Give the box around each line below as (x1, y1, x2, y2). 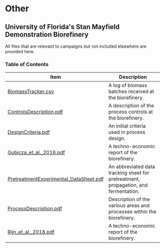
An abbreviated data (108, 163, 156, 170)
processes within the (108, 208, 157, 215)
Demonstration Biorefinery (5, 30, 89, 38)
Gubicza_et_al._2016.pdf (7, 149, 65, 156)
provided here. (5, 49, 35, 54)
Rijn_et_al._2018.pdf (7, 229, 55, 236)
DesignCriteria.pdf (7, 129, 50, 136)
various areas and (108, 202, 150, 209)
